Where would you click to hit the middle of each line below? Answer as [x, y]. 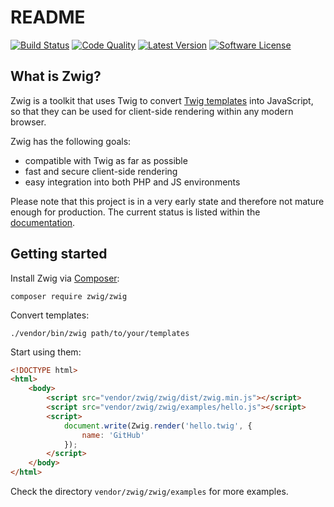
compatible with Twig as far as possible [106, 160]
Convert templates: [50, 315]
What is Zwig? [56, 76]
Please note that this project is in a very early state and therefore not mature [167, 201]
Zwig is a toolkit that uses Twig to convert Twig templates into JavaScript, [162, 100]
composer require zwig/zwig [69, 296]
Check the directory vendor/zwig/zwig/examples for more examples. [149, 492]
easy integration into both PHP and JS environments [132, 182]
